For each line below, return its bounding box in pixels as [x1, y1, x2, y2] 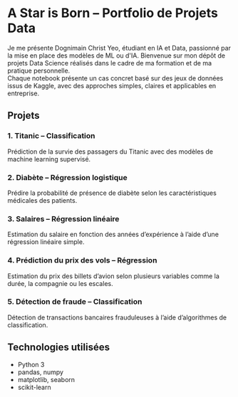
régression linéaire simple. [7, 238, 85, 246]
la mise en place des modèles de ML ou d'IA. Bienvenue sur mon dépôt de [7, 51, 226, 60]
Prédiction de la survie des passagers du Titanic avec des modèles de [7, 147, 214, 156]
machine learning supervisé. [7, 154, 91, 163]
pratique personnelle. [7, 66, 71, 75]
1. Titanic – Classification [7, 131, 95, 141]
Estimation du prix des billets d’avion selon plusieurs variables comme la [7, 272, 219, 280]
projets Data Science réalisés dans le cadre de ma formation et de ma [7, 58, 212, 67]
